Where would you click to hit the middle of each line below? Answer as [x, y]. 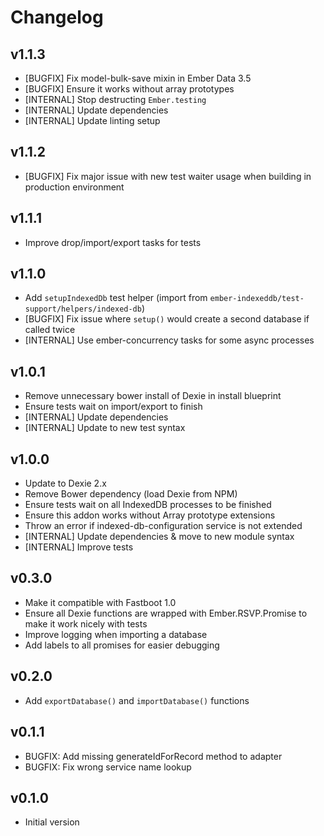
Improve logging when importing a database [116, 634]
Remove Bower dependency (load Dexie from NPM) [131, 494]
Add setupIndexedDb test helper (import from [116, 298]
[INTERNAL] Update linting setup [92, 120]
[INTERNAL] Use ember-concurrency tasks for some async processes [169, 340]
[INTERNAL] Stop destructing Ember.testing [115, 99]
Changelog [57, 17]
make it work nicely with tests [86, 623]
